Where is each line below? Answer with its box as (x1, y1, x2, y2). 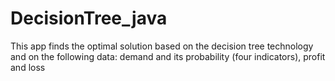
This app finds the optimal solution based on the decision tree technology (10, 40, 314, 52)
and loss (10, 61, 46, 73)
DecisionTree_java (10, 7, 168, 30)
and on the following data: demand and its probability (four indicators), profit (10, 50, 326, 62)
